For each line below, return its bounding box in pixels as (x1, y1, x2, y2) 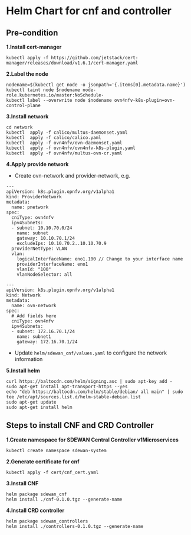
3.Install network (6, 113, 49, 120)
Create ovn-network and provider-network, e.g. (14, 172, 131, 179)
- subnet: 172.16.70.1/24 (11, 328, 75, 334)
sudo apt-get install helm (6, 404, 73, 410)
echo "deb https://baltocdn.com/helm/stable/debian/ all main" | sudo (6, 389, 183, 395)
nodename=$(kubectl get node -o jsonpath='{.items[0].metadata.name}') (6, 82, 186, 88)
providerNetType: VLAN (11, 246, 67, 252)
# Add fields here (11, 313, 57, 319)
